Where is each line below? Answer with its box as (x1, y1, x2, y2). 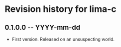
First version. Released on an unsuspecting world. (11, 36, 115, 42)
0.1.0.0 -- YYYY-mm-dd (4, 23, 81, 32)
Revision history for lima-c (4, 3, 117, 15)
